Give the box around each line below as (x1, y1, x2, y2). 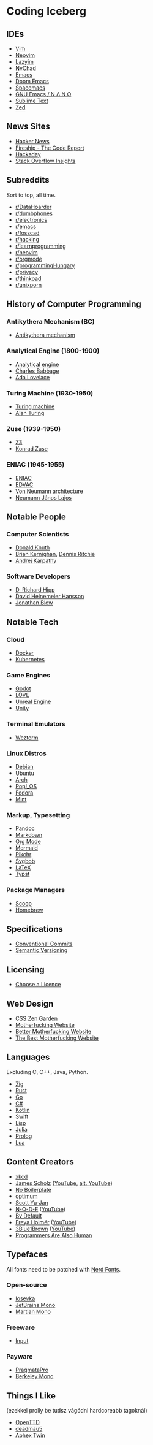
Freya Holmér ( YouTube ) (15, 1218, 77, 1226)
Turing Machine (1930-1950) (6, 389, 94, 397)
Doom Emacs (15, 78, 49, 85)
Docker (15, 649, 34, 657)
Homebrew (15, 906, 43, 913)
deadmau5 (15, 1425, 43, 1433)
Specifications (6, 924, 63, 934)
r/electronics (15, 216, 48, 223)
